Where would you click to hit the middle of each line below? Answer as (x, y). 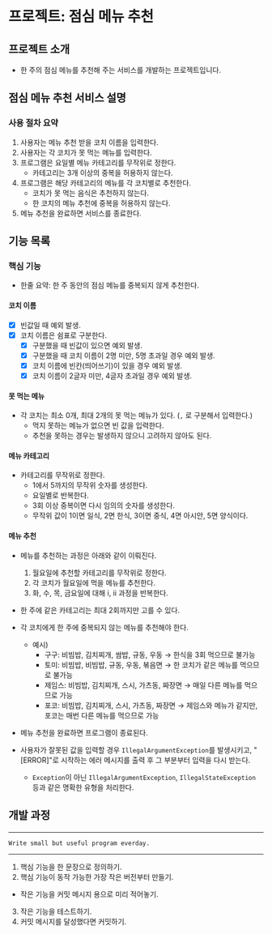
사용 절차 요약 (34, 123)
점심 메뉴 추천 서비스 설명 (68, 98)
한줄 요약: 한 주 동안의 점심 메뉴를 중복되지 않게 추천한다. (110, 285)
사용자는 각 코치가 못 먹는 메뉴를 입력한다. (86, 152)
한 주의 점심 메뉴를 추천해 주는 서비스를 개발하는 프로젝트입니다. (120, 70)
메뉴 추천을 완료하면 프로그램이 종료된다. (84, 732)
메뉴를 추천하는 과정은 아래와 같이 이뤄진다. (88, 555)
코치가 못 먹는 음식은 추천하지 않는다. (91, 193)
